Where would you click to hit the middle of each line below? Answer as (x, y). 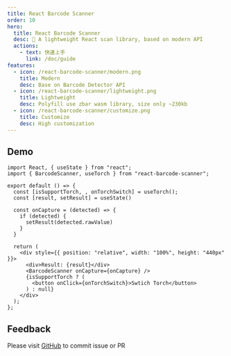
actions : (26, 46)
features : (22, 65)
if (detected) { (43, 216)
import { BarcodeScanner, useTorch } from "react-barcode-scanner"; (108, 174)
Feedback (29, 329)
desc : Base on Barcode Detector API (73, 85)
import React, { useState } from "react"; (69, 168)
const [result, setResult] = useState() (72, 198)
